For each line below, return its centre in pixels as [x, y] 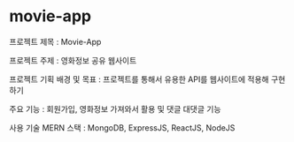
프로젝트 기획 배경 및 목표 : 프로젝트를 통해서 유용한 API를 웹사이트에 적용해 [139, 79]
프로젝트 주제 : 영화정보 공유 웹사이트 [73, 60]
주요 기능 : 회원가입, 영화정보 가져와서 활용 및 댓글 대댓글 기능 [115, 108]
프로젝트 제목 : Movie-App [55, 41]
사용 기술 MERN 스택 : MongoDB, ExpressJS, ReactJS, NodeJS [122, 127]
